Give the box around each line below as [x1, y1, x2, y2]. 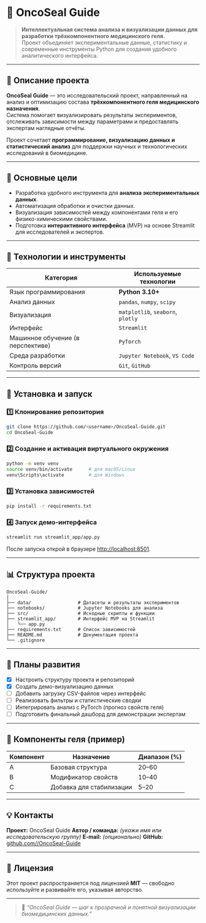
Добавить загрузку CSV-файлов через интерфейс [15, 689, 147, 697]
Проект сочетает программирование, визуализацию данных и [6, 136, 175, 144]
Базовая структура [50, 763, 107, 772]
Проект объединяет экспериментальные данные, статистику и [21, 39, 187, 46]
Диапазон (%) [137, 753, 182, 761]
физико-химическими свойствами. [15, 215, 107, 223]
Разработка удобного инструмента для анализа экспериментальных [15, 189, 200, 196]
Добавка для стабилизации [50, 783, 132, 791]
